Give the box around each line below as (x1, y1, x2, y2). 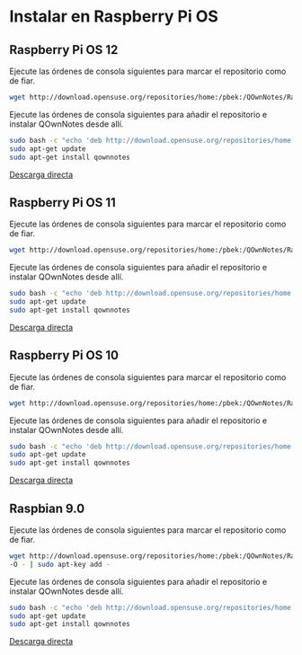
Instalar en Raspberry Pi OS (9, 6, 218, 27)
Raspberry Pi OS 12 (9, 42, 119, 58)
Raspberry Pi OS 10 (9, 348, 120, 363)
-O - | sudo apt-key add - (9, 560, 111, 569)
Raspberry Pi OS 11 (9, 195, 117, 210)
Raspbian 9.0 (9, 500, 85, 516)
